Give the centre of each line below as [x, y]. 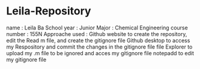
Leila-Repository [49, 11]
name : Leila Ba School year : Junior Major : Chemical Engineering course [97, 28]
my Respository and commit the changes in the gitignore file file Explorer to [99, 47]
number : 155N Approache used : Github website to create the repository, [97, 34]
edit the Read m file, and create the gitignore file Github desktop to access [98, 40]
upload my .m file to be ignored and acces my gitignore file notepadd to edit [100, 53]
